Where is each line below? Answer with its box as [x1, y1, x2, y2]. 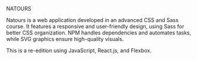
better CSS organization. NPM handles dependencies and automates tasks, [6, 29, 192, 36]
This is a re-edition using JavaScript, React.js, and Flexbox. [6, 47, 152, 54]
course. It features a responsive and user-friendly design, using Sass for [6, 23, 184, 30]
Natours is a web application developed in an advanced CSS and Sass [6, 17, 179, 23]
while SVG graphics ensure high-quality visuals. [6, 36, 124, 42]
